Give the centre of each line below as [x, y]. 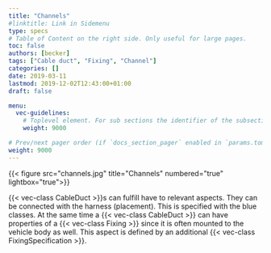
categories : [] [34, 69]
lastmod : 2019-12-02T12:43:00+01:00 [70, 83]
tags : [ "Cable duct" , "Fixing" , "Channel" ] [83, 61]
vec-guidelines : [43, 113]
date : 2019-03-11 [38, 76]
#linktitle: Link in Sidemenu [59, 23]
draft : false [30, 91]
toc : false [27, 46]
